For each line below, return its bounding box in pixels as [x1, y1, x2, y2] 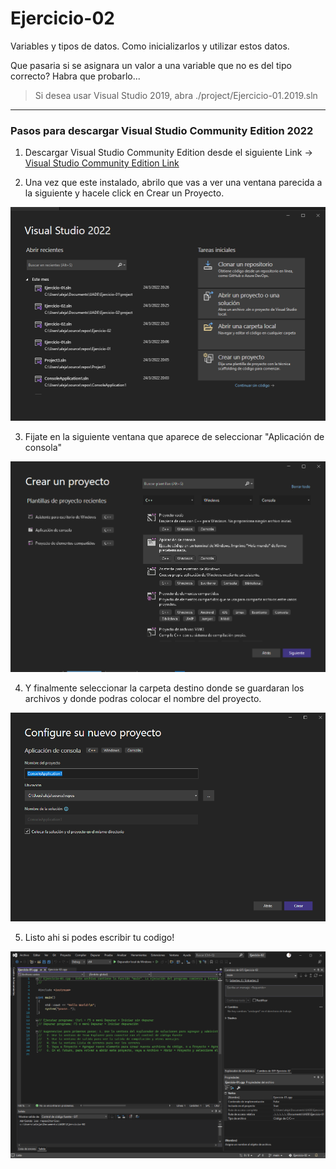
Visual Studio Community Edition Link [24, 157, 180, 169]
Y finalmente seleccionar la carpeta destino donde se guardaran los [24, 682, 305, 694]
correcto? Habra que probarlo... [10, 70, 141, 82]
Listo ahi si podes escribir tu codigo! [24, 932, 175, 944]
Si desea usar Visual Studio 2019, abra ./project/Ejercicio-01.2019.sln [34, 89, 318, 101]
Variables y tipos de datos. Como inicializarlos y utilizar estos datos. [10, 40, 290, 52]
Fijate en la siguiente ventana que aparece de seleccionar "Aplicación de [24, 430, 325, 442]
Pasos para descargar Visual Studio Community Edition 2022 [10, 123, 314, 137]
